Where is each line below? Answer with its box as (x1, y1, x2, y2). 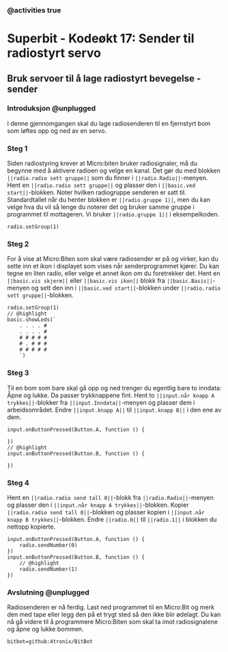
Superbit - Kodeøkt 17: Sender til (7, 31, 195, 47)
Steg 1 (7, 143, 28, 153)
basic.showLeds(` (7, 316, 57, 323)
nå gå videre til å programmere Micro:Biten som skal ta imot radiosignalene (7, 618, 218, 626)
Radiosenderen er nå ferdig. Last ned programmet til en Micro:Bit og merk (7, 603, 215, 612)
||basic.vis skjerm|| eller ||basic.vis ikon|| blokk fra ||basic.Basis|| (7, 277, 213, 285)
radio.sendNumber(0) (19, 542, 78, 549)
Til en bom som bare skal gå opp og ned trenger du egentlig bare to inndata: (7, 384, 222, 392)
